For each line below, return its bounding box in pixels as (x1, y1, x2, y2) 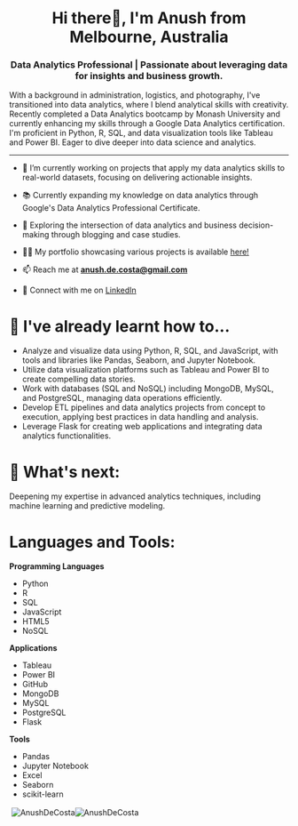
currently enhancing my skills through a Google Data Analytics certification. (9, 118, 286, 129)
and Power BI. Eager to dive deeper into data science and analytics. (9, 137, 256, 148)
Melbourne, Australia (69, 27, 229, 47)
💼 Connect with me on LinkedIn (21, 285, 137, 296)
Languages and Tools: (9, 532, 176, 552)
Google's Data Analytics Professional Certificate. (21, 203, 200, 213)
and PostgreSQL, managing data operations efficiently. (21, 393, 223, 404)
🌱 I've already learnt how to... (9, 316, 231, 336)
